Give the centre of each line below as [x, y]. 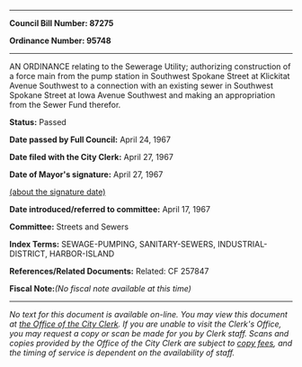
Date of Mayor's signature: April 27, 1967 [86, 175]
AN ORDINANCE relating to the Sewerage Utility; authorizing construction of [150, 67]
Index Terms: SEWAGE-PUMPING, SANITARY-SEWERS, [112, 244]
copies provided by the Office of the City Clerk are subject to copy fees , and [151, 343]
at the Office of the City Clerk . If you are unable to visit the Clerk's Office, [146, 324]
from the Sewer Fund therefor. [65, 105]
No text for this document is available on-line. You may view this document [148, 314]
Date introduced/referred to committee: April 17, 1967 [110, 209]
